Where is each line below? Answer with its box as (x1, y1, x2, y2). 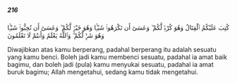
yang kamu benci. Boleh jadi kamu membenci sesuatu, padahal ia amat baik (7, 53, 228, 61)
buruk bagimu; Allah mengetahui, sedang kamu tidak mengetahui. (7, 68, 199, 76)
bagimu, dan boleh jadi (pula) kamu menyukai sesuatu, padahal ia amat (7, 60, 214, 68)
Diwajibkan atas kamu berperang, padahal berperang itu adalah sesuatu (7, 45, 217, 53)
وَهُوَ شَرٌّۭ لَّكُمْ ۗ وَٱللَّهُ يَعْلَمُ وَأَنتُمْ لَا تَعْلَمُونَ (7, 31, 104, 39)
